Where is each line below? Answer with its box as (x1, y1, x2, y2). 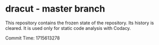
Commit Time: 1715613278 (5, 35, 60, 41)
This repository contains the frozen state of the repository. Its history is (5, 20, 154, 26)
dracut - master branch (5, 3, 105, 15)
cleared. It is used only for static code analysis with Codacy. (5, 25, 131, 31)
